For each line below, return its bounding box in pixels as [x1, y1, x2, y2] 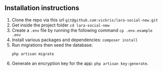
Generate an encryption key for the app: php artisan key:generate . [11, 60, 149, 66]
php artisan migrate [11, 51, 54, 56]
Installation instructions [4, 4, 79, 12]
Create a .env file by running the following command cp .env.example [11, 27, 153, 33]
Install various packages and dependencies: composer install [11, 37, 138, 43]
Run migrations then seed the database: [11, 42, 93, 48]
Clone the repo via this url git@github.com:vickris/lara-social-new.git [11, 17, 158, 23]
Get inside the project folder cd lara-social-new [11, 22, 110, 28]
